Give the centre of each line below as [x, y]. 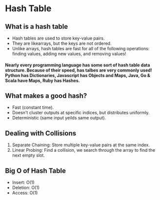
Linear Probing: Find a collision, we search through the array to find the [83, 150]
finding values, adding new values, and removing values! [69, 54]
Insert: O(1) [23, 182]
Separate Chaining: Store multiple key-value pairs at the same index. [81, 145]
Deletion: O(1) [26, 188]
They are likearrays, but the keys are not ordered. [62, 43]
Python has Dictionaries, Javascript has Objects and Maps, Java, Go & [78, 75]
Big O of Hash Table [35, 170]
